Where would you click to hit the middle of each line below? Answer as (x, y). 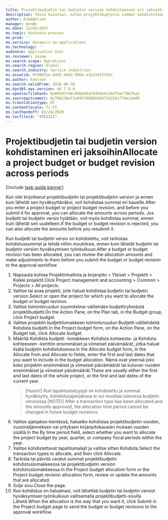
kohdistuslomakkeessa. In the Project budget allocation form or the (81, 469)
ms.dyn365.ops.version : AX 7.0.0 (40, 89)
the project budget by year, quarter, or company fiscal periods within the (87, 437)
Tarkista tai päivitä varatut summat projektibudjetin (65, 458)
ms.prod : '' (18, 38)
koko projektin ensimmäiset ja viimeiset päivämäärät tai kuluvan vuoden (86, 365)
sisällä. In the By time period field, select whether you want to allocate (84, 432)
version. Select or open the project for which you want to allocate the (83, 296)
